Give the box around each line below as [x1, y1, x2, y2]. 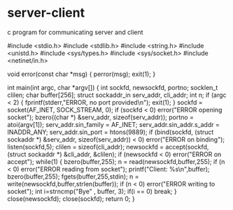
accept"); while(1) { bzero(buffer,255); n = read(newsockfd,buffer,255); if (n [7, 157, 225, 165]
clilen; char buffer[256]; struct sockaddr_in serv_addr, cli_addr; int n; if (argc [7, 91, 227, 99]
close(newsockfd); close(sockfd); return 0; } [7, 194, 135, 203]
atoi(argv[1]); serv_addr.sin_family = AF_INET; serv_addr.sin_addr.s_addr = [7, 120, 220, 128]
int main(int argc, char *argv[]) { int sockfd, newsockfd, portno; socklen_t [7, 83, 218, 91]
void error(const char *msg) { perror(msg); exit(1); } [7, 70, 156, 78]
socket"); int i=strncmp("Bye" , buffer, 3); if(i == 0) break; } [7, 187, 177, 195]
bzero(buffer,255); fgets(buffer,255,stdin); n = [7, 172, 139, 181]
